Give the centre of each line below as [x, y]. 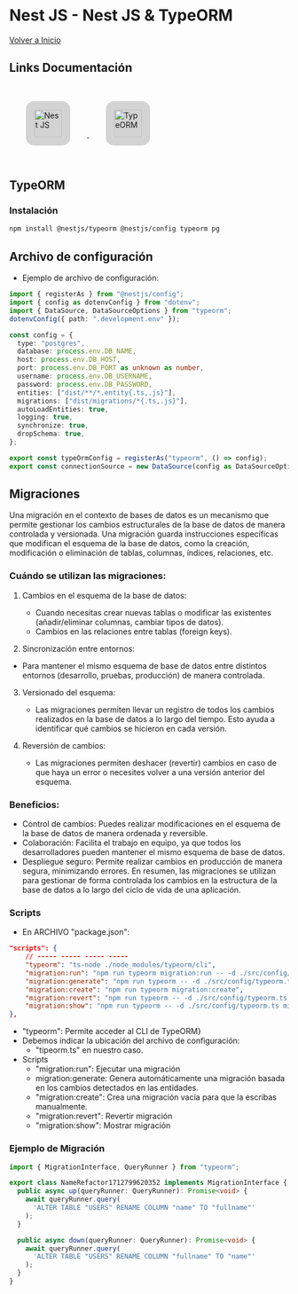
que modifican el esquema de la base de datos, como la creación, [129, 544]
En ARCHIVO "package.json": [76, 932]
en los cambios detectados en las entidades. [117, 1088]
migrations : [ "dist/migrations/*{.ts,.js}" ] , [103, 401]
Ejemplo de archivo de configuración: [90, 278]
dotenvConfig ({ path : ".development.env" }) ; [94, 319]
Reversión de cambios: [64, 745]
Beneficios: [35, 804]
